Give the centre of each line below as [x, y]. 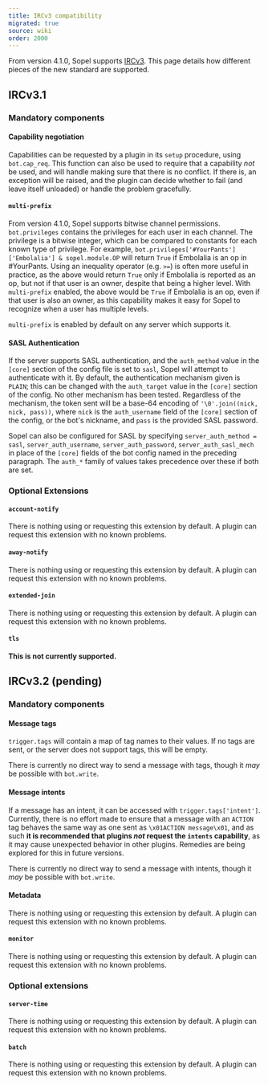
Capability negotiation [46, 137]
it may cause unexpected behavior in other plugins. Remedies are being [127, 844]
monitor [21, 939]
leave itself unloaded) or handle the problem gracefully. [100, 189]
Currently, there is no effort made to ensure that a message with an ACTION [131, 818]
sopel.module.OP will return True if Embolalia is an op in [156, 257]
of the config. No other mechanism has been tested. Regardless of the [125, 395]
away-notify [28, 552]
